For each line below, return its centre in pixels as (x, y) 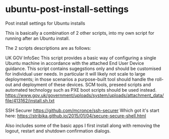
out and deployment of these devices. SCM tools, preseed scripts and (78, 85)
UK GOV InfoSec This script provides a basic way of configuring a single (81, 58)
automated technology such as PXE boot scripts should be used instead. (81, 90)
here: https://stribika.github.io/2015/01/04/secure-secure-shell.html (76, 116)
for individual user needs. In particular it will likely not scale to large (75, 74)
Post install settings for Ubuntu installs (45, 23)
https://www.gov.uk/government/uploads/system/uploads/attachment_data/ (85, 95)
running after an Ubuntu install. (37, 38)
